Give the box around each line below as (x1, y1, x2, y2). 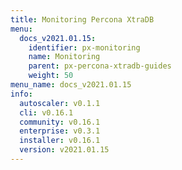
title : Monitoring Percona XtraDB (10, 14, 155, 25)
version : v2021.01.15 (19, 145, 110, 155)
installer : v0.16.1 (19, 136, 101, 146)
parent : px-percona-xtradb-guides (28, 61, 172, 71)
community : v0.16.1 (19, 117, 101, 127)
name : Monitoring (28, 52, 101, 62)
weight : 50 (28, 71, 74, 81)
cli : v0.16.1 (19, 107, 74, 118)
